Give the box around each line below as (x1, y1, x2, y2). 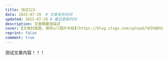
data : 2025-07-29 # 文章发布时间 (5, 12, 72, 17)
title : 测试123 (5, 7, 35, 12)
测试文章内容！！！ (5, 49, 45, 55)
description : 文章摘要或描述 (5, 21, 61, 26)
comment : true (5, 35, 35, 40)
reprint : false (5, 30, 37, 35)
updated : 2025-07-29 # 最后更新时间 (5, 16, 77, 21)
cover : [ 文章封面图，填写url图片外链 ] (5, 26, 77, 31)
